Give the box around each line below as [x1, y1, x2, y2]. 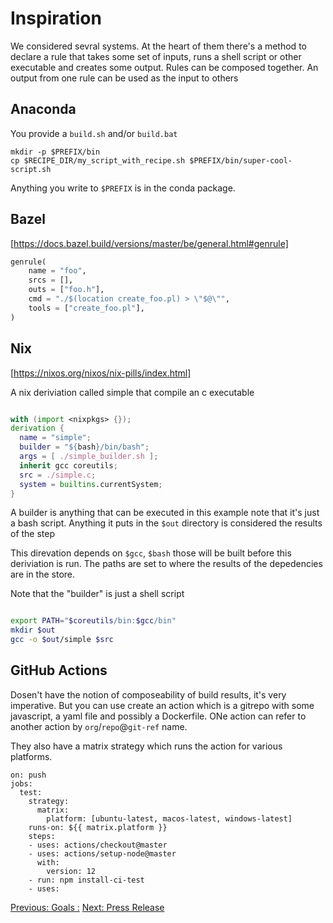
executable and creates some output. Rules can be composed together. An [10, 61, 319, 73]
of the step [10, 528, 56, 540]
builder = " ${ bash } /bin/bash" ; [19, 442, 150, 452]
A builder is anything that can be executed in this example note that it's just [10, 507, 320, 519]
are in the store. [10, 568, 76, 581]
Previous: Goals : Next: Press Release [10, 901, 165, 913]
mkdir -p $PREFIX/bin [10, 147, 101, 157]
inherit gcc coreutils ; [19, 460, 118, 471]
